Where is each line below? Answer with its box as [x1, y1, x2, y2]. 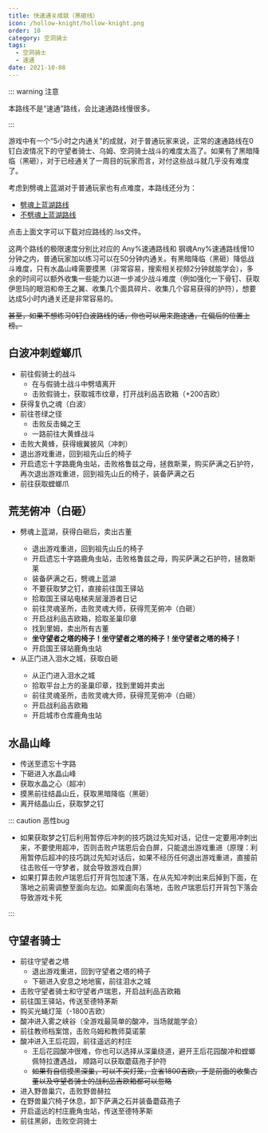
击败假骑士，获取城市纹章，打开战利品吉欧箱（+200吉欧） [31, 389, 225, 398]
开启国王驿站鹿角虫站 [31, 644, 102, 653]
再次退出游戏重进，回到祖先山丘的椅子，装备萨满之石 [19, 469, 195, 478]
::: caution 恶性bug [8, 816, 70, 826]
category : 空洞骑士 [8, 34, 69, 42]
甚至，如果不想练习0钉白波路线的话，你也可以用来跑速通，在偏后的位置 [8, 311, 243, 320]
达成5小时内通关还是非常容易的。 [8, 293, 118, 303]
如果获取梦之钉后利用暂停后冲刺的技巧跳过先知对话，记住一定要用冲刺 [19, 833, 251, 842]
